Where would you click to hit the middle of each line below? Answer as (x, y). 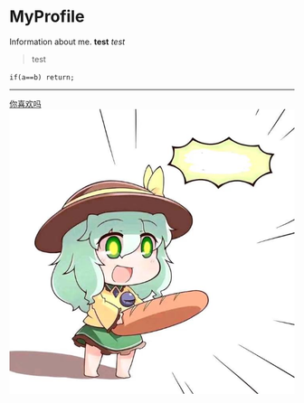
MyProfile (47, 17)
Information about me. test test (67, 42)
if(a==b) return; (42, 77)
